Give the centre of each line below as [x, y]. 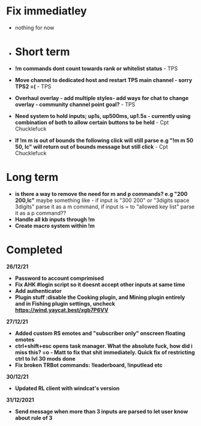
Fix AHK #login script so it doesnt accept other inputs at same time [100, 284]
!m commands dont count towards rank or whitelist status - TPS [96, 68]
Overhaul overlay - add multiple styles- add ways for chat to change [102, 98]
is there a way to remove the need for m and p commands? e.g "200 [101, 194]
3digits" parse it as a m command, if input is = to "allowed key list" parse [105, 206]
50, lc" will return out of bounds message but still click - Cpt [91, 146]
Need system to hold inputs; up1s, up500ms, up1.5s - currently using [103, 116]
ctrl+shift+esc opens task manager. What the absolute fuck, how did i [104, 346]
